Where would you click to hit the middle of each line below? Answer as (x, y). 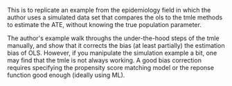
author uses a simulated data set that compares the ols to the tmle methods (115, 17)
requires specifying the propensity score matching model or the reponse (111, 68)
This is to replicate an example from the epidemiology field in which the (109, 10)
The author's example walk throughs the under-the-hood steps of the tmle (113, 38)
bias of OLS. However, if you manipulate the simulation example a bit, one (112, 53)
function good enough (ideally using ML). (66, 75)
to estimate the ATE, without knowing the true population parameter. (105, 25)
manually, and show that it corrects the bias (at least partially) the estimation (116, 45)
